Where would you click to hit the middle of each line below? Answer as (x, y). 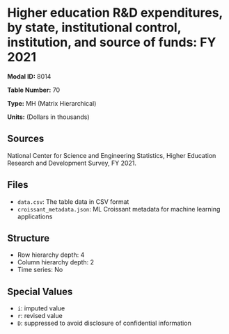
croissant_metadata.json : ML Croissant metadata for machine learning (119, 209)
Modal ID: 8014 (29, 76)
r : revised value (40, 316)
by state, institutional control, (94, 27)
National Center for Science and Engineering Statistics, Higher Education (112, 155)
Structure (29, 238)
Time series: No (40, 270)
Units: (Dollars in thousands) (48, 117)
